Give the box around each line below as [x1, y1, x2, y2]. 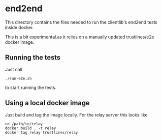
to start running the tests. [5, 84, 57, 90]
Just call [5, 66, 22, 72]
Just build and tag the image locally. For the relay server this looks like [5, 112, 148, 118]
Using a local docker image [5, 99, 90, 107]
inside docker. [5, 24, 34, 30]
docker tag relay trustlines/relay [5, 130, 78, 135]
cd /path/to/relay [5, 121, 43, 126]
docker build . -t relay [5, 126, 56, 131]
